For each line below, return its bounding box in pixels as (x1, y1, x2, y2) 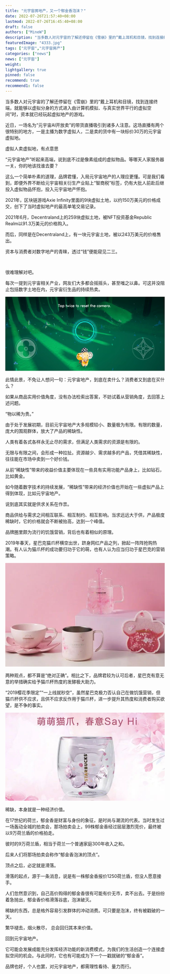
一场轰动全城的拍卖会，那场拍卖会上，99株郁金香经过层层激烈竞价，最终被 (5, 824, 162, 830)
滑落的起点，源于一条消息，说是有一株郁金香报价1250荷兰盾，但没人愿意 (5, 873, 157, 879)
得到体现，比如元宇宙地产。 (5, 490, 63, 496)
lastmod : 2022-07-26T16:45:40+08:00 (5, 19, 82, 24)
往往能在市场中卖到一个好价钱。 (5, 455, 72, 462)
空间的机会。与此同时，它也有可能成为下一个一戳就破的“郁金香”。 (9, 952, 147, 958)
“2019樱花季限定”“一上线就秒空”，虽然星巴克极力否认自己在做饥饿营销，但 (5, 689, 161, 695)
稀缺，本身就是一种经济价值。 (5, 806, 67, 812)
